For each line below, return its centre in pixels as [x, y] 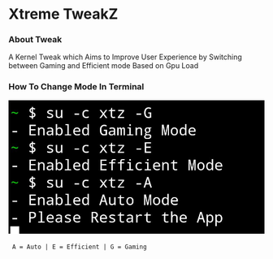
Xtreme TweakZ [63, 14]
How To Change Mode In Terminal [76, 87]
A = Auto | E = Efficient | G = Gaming [80, 247]
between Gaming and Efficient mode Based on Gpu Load [104, 66]
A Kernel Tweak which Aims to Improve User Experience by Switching [125, 57]
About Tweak [35, 40]
